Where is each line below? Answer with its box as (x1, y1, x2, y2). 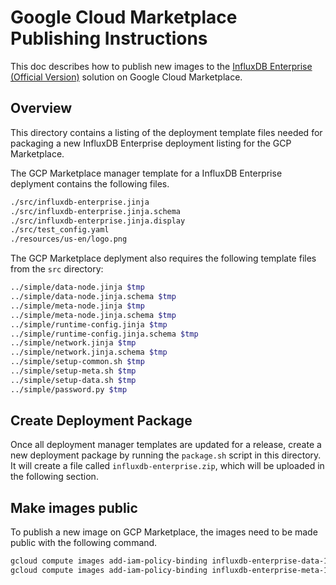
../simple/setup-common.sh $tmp (10, 357, 145, 367)
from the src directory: (10, 263, 104, 275)
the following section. (10, 471, 99, 483)
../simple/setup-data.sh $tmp (10, 375, 137, 385)
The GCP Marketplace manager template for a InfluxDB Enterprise (10, 167, 283, 179)
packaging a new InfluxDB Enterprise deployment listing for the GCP (10, 137, 292, 149)
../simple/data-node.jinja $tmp (10, 282, 145, 293)
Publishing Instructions (10, 27, 208, 50)
